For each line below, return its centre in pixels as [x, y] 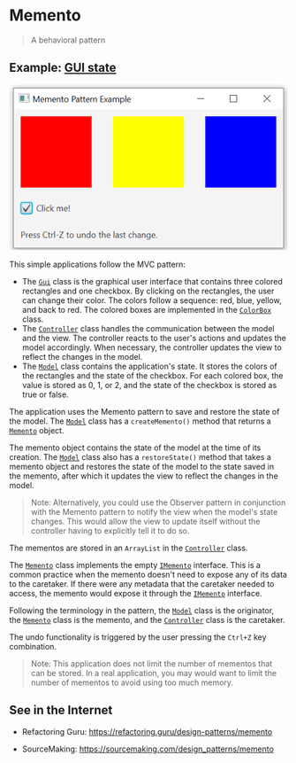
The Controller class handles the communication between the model [148, 328]
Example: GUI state [63, 68]
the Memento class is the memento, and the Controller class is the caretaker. [147, 619]
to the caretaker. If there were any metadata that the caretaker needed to [142, 584]
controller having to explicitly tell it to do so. [110, 530]
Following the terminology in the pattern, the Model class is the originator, [142, 610]
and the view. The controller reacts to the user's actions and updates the [154, 338]
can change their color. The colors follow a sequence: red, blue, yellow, [152, 300]
